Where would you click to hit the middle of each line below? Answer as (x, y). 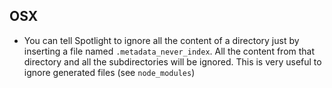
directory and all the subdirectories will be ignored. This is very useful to (172, 61)
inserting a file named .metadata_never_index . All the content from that (169, 51)
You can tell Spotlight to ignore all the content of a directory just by (161, 40)
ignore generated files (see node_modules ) (109, 72)
